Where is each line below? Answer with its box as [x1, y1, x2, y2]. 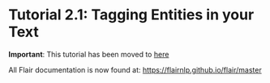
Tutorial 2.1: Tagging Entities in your [8, 6, 255, 24]
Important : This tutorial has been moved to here [8, 49, 169, 59]
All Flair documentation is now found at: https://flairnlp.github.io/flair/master [8, 64, 262, 74]
